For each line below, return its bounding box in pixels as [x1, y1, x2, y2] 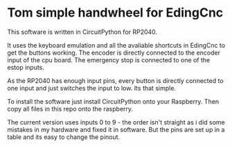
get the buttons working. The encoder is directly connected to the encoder [7, 48, 220, 57]
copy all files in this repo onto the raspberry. [7, 104, 134, 113]
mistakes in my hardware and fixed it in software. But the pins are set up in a [7, 125, 225, 133]
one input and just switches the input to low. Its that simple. [7, 84, 177, 92]
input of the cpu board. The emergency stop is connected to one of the [7, 55, 211, 64]
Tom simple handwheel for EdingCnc [7, 5, 224, 21]
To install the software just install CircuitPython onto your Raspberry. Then [7, 97, 220, 105]
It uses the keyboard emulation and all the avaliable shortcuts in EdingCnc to [7, 41, 226, 49]
